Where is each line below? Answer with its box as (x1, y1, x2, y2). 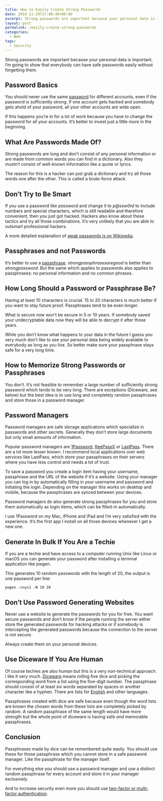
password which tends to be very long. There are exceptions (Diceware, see (5, 387, 158, 393)
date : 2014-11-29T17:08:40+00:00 (5, 12, 73, 17)
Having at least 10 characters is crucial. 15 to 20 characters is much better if (5, 297, 157, 303)
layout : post (5, 20, 32, 26)
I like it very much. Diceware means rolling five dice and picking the (5, 673, 140, 679)
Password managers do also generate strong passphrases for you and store (5, 499, 157, 505)
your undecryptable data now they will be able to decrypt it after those (5, 317, 146, 323)
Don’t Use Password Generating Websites (5, 598, 134, 607)
